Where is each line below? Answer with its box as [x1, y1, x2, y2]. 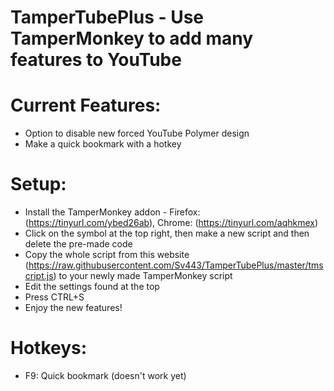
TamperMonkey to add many [10, 27, 254, 50]
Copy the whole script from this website [24, 249, 190, 261]
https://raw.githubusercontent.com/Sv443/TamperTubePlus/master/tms [28, 259, 324, 271]
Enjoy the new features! [24, 302, 123, 314]
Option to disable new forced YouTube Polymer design [24, 127, 250, 140]
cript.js [24, 270, 54, 282]
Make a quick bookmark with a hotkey [24, 138, 182, 150]
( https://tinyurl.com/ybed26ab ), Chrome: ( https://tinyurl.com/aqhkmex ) [24, 217, 319, 229]
